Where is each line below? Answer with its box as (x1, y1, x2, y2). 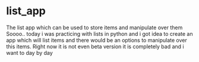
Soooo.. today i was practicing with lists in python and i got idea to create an (6, 30, 193, 37)
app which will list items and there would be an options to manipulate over (6, 36, 187, 44)
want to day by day (6, 49, 53, 56)
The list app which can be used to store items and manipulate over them (6, 24, 183, 31)
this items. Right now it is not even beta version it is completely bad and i (6, 43, 184, 50)
